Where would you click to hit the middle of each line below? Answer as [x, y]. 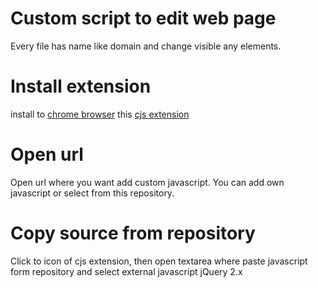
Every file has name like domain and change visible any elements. [146, 46]
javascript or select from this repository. [92, 193]
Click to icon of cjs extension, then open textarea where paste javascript [159, 261]
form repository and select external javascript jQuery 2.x [126, 271]
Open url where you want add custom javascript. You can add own [147, 182]
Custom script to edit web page [143, 18]
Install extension [81, 86]
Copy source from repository [133, 233]
